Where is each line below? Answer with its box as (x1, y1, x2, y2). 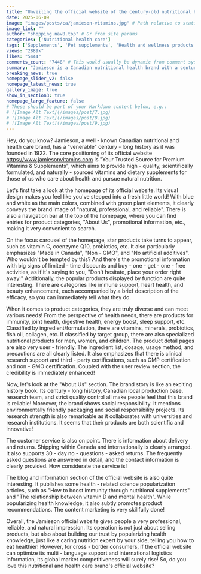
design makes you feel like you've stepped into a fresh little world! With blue (6, 193, 194, 200)
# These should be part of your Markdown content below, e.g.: (6, 103, 167, 110)
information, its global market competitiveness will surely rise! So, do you (6, 556, 187, 563)
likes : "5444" (6, 53, 42, 59)
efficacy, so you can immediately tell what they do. (6, 294, 132, 301)
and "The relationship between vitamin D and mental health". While (6, 493, 172, 501)
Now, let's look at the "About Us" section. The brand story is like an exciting (6, 381, 193, 388)
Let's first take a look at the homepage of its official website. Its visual (6, 187, 178, 194)
